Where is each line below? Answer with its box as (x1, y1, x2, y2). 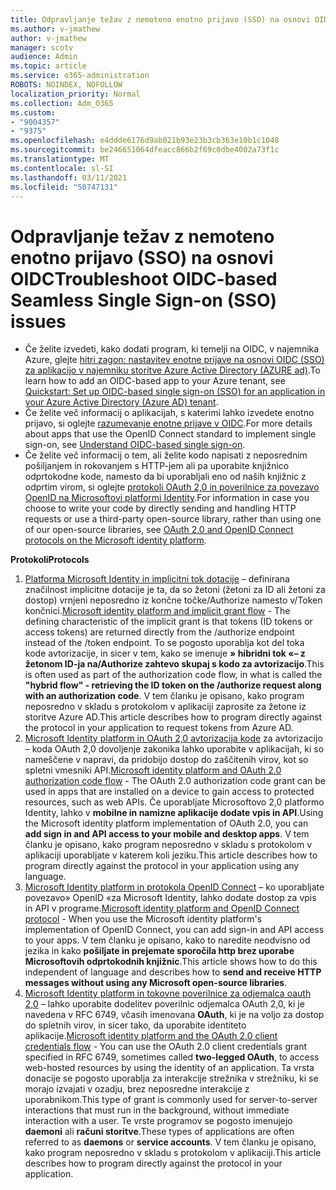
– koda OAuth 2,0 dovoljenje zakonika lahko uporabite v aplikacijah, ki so (24, 743, 325, 755)
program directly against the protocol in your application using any (24, 860, 300, 872)
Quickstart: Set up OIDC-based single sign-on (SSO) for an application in (24, 386, 326, 398)
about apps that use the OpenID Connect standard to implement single (24, 428, 317, 440)
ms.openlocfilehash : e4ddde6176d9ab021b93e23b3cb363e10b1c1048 (10, 136, 280, 146)
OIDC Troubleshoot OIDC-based (10, 267, 278, 290)
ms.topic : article (10, 61, 87, 71)
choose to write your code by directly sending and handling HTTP (24, 502, 297, 515)
